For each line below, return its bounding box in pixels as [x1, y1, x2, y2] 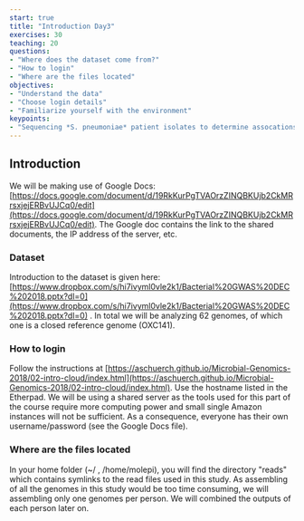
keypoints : [9, 114, 51, 123]
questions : [9, 47, 51, 56]
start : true [9, 13, 54, 23]
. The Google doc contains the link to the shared [94, 218, 274, 229]
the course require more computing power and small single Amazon [9, 401, 262, 412]
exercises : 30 [9, 30, 63, 39]
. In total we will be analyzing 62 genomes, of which [90, 310, 283, 322]
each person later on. [9, 502, 90, 513]
